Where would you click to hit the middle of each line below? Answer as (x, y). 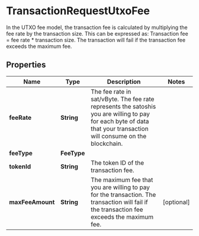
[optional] (176, 202)
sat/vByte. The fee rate (123, 99)
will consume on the (119, 136)
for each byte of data (120, 121)
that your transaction (120, 129)
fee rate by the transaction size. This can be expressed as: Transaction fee (97, 33)
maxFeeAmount (32, 202)
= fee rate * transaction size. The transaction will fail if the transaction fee (96, 40)
